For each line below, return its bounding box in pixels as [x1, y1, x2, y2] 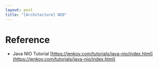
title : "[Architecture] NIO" [5, 12, 67, 17]
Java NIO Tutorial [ [12, 51, 52, 57]
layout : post [5, 7, 33, 13]
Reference [5, 34, 50, 46]
